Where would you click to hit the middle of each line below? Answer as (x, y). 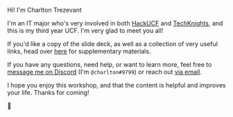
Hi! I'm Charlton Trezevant (44, 10)
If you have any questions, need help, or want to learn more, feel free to (110, 64)
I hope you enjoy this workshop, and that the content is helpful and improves (116, 85)
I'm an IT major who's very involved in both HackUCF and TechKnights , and (115, 23)
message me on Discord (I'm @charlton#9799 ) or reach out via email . (105, 72)
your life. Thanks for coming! (48, 93)
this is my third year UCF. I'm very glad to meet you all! (85, 31)
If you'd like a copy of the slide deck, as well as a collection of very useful (113, 44)
